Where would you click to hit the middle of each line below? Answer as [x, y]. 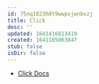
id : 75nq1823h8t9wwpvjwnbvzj [50, 14]
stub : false [25, 47]
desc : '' [20, 27]
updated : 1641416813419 [42, 34]
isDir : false [27, 54]
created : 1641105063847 [42, 40]
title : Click [27, 20]
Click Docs [33, 73]
